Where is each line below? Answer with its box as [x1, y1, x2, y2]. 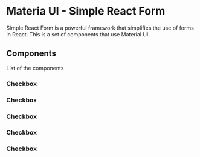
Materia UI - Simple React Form [6, 4, 166, 18]
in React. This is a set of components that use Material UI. [6, 30, 150, 38]
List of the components [6, 64, 64, 72]
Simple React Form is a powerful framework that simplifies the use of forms [6, 24, 195, 32]
